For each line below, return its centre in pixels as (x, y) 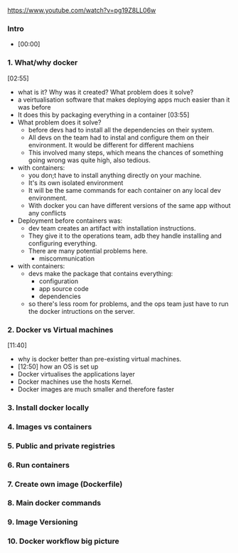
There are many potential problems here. (88, 251)
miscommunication (66, 258)
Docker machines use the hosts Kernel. (75, 381)
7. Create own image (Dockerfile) (65, 484)
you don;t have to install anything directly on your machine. (115, 175)
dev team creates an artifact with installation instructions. (112, 228)
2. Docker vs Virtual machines (60, 330)
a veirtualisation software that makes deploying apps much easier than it (124, 100)
